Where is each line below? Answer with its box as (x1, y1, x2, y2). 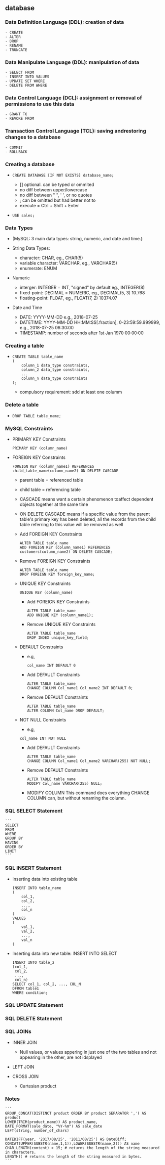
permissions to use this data (5, 100, 74, 107)
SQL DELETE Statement (5, 1015, 63, 1022)
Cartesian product (19, 1083, 57, 1089)
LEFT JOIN (12, 1064, 34, 1070)
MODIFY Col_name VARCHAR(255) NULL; (27, 781, 102, 786)
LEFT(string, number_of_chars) (5, 1128, 69, 1133)
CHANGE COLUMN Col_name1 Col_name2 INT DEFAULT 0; (27, 686, 133, 691)
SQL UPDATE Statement (5, 1001, 64, 1008)
